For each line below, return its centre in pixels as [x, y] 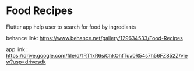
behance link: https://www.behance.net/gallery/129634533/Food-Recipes [95, 38]
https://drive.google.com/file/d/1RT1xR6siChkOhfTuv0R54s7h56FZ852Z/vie [97, 55]
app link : [17, 49]
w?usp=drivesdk [26, 62]
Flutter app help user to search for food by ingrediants [71, 27]
